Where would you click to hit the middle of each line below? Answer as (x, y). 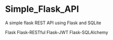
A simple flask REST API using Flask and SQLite (53, 23)
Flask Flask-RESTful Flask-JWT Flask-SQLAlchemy (57, 32)
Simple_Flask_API (42, 9)
